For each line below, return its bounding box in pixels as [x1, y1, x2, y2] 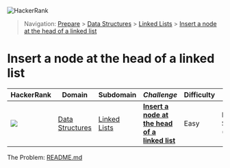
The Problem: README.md [7, 153, 83, 161]
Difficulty [183, 89, 216, 99]
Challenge [142, 89, 178, 99]
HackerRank [10, 89, 51, 99]
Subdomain [98, 89, 137, 99]
